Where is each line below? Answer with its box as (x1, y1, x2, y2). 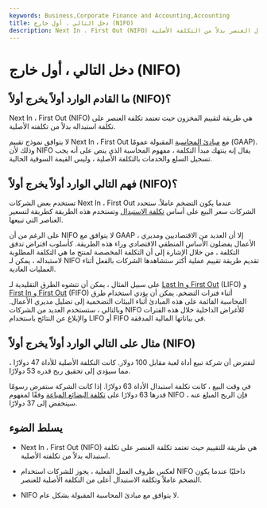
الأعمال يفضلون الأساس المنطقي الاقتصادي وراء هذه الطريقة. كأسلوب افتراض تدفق (9, 239, 257, 249)
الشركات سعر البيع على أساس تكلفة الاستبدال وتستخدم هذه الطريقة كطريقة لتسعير (9, 207, 257, 216)
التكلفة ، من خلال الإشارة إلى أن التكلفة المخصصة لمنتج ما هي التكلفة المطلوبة (9, 247, 240, 257)
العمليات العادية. (9, 264, 56, 274)
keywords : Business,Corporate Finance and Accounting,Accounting (9, 11, 230, 20)
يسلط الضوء (9, 421, 63, 435)
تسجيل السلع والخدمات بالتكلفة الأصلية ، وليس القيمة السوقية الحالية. (9, 154, 213, 164)
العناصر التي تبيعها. (9, 215, 64, 225)
